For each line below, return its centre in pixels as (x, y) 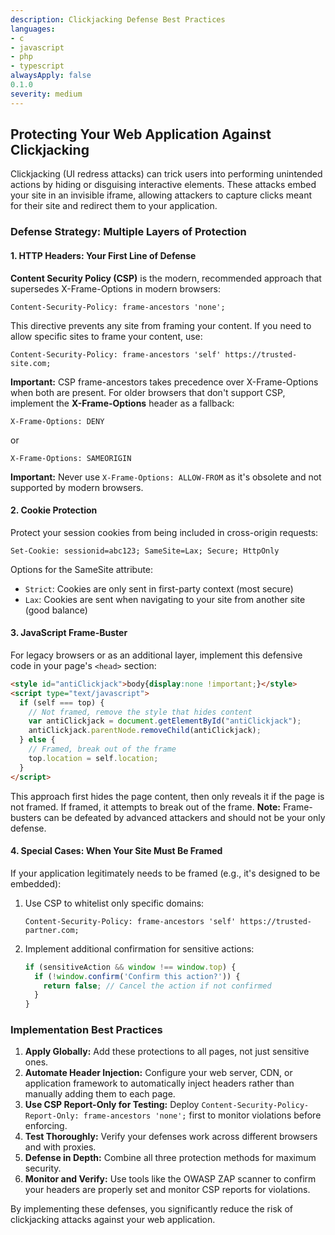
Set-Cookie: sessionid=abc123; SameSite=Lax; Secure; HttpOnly (145, 551)
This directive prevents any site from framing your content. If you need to (161, 325)
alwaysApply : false (51, 76)
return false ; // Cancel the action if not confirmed (157, 986)
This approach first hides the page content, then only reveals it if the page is (167, 796)
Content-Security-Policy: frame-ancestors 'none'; (118, 307)
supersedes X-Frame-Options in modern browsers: (116, 288)
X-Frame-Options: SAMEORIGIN (71, 458)
